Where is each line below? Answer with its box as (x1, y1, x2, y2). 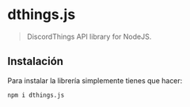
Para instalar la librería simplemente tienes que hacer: (7, 75, 183, 85)
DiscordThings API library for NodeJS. (26, 32, 152, 41)
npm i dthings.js (7, 91, 65, 99)
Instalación (7, 55, 64, 68)
